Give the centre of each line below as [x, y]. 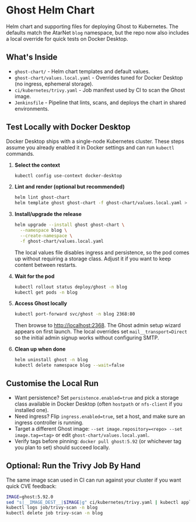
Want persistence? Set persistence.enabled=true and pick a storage [97, 397]
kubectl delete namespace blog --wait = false [69, 365]
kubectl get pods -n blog [46, 292]
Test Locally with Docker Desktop [68, 127]
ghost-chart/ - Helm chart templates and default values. [82, 71]
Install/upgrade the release [48, 214]
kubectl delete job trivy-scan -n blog [55, 513]
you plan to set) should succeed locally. [62, 447]
